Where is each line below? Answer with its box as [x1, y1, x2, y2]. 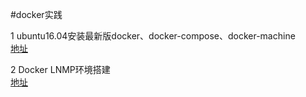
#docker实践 [10, 9, 63, 20]
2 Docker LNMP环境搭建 [10, 64, 111, 75]
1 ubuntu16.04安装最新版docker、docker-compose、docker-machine [10, 30, 296, 42]
